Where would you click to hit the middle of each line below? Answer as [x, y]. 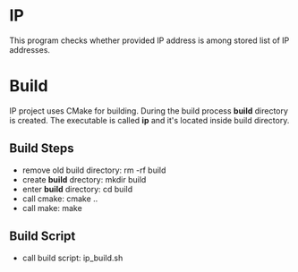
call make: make [52, 208]
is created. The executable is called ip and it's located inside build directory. [149, 120]
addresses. [30, 49]
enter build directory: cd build [77, 189]
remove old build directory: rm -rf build [94, 170]
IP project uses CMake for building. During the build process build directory [149, 110]
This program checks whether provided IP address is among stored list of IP [149, 40]
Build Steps [42, 149]
